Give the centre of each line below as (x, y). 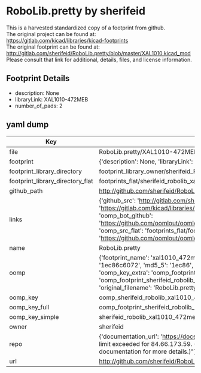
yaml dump (28, 125)
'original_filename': (125, 288)
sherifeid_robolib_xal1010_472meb (149, 317)
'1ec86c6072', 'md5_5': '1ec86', (146, 265)
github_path (26, 190)
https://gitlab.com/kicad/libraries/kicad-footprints (67, 40)
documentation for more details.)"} (147, 351)
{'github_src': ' (119, 201)
